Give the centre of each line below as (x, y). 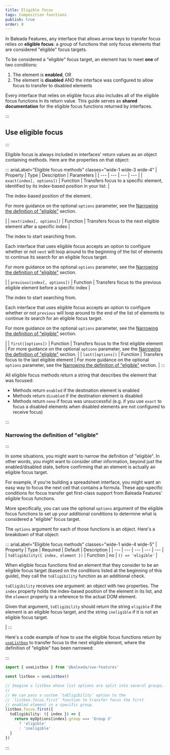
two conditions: (22, 65)
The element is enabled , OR (42, 75)
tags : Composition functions (36, 15)
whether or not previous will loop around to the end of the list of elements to (85, 313)
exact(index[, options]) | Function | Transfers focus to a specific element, (84, 181)
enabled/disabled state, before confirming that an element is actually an (80, 467)
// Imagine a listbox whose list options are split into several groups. (85, 686)
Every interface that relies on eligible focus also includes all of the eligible (82, 95)
